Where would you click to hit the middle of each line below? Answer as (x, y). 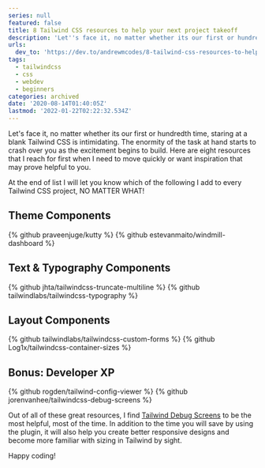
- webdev (30, 81)
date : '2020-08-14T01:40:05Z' (58, 104)
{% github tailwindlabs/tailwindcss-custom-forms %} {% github (112, 339)
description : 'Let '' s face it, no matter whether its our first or (121, 38)
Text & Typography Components (90, 268)
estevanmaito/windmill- (188, 235)
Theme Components (60, 215)
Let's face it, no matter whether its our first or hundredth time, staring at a (128, 134)
